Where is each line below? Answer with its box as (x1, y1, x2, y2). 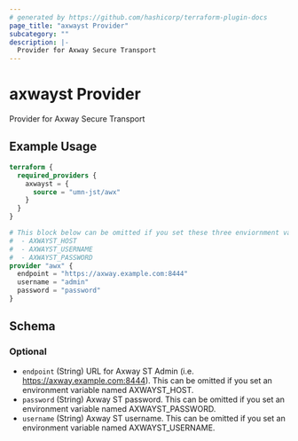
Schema (9, 319, 56, 334)
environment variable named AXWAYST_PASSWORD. (21, 403, 216, 413)
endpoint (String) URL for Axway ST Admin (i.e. (21, 366, 194, 376)
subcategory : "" (9, 29, 69, 38)
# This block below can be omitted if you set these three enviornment (9, 228, 279, 237)
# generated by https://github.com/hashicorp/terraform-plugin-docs (9, 12, 268, 22)
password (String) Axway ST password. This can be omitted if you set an (21, 394, 286, 405)
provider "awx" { (9, 261, 74, 271)
